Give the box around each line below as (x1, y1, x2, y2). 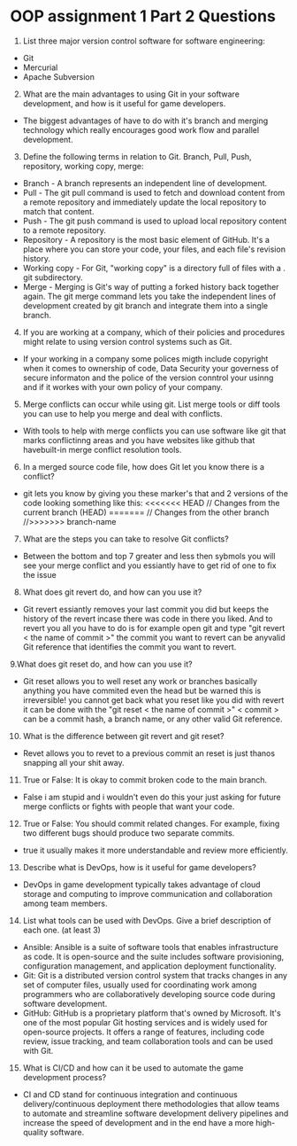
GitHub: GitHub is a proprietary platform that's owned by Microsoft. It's (22, 1008, 281, 1018)
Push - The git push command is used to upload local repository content (22, 215, 287, 226)
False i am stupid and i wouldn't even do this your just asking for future (22, 791, 281, 802)
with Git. (22, 1045, 54, 1056)
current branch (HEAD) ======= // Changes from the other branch (22, 507, 270, 518)
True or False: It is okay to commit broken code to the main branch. (22, 774, 268, 785)
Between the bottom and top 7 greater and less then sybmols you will (22, 550, 276, 561)
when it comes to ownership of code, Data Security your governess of (22, 363, 279, 373)
